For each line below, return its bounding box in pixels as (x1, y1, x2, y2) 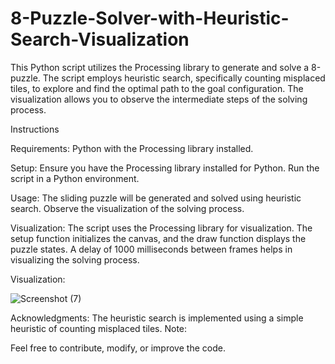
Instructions (10, 123, 60, 135)
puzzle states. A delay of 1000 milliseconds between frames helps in (10, 243, 293, 255)
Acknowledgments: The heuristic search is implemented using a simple (10, 312, 304, 324)
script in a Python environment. (10, 172, 140, 184)
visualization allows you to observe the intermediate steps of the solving (10, 93, 308, 105)
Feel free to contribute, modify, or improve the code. (10, 342, 226, 354)
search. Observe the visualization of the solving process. (10, 202, 245, 214)
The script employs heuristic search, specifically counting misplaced (42, 72, 326, 84)
